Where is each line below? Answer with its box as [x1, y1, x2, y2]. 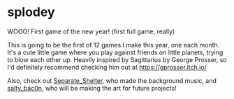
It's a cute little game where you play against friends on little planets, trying [7, 48, 224, 56]
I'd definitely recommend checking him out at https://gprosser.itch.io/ [7, 63, 207, 71]
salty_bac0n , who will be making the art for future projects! [7, 84, 177, 92]
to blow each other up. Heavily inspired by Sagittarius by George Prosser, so [7, 55, 227, 63]
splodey [7, 4, 55, 20]
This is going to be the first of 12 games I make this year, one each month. [7, 40, 220, 49]
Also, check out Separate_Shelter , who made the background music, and [7, 76, 217, 84]
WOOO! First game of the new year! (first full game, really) [7, 27, 175, 36]
